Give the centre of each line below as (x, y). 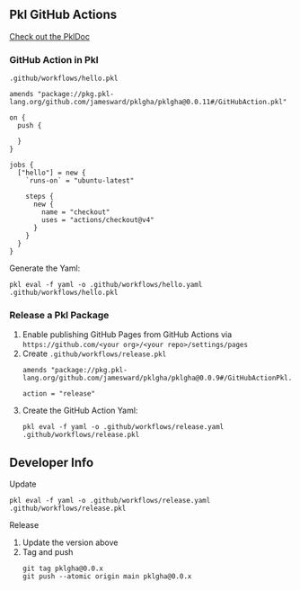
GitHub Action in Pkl (54, 59)
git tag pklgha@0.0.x (62, 569)
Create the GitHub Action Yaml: (80, 411)
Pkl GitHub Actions (63, 15)
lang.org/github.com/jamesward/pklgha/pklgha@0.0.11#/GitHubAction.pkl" (148, 103)
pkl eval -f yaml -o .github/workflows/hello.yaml (106, 285)
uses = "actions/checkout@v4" (98, 220)
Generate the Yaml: (45, 268)
